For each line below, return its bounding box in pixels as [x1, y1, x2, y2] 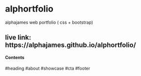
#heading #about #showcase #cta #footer [5, 65, 91, 71]
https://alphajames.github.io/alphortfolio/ [5, 41, 136, 49]
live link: [5, 33, 31, 42]
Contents [5, 54, 24, 60]
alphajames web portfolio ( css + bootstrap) [5, 19, 94, 25]
